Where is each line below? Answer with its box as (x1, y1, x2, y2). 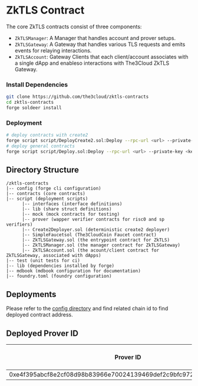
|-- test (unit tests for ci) (6, 258, 81, 264)
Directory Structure (6, 165, 80, 175)
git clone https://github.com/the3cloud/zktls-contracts (6, 94, 149, 100)
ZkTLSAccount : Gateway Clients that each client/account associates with (14, 53, 189, 60)
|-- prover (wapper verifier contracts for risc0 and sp (21, 216, 165, 223)
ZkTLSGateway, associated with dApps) (6, 253, 101, 259)
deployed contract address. (6, 311, 73, 318)
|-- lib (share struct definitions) (21, 206, 112, 212)
